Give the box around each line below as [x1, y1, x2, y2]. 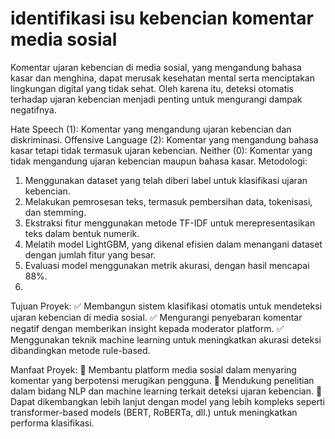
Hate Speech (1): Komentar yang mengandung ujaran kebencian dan [10, 123, 292, 135]
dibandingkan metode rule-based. [10, 344, 151, 356]
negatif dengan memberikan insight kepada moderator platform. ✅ [10, 322, 285, 334]
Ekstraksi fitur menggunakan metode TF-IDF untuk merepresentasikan [24, 217, 316, 229]
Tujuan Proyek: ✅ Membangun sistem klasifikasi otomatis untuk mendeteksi [10, 300, 323, 312]
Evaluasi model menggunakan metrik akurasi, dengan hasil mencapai [24, 259, 310, 271]
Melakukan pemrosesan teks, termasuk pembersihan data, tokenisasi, [24, 195, 313, 207]
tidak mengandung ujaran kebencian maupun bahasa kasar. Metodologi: [10, 155, 308, 167]
